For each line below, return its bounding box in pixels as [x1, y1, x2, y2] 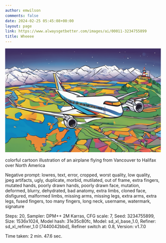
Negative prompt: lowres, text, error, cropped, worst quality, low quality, [5, 172, 152, 178]
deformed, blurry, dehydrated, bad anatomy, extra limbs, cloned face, [5, 188, 147, 194]
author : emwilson [5, 8, 41, 13]
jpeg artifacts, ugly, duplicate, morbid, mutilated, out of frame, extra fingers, [5, 177, 160, 183]
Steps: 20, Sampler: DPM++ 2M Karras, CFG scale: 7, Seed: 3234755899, [5, 213, 155, 219]
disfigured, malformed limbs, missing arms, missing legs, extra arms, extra [5, 193, 157, 199]
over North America [5, 162, 45, 168]
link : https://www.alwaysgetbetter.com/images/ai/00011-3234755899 [5, 29, 147, 34]
